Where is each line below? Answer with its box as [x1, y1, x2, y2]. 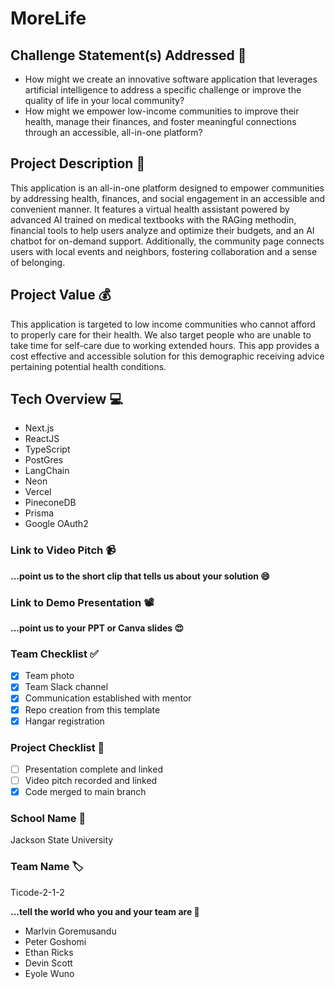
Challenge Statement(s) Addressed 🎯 [10, 47, 247, 64]
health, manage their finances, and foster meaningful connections [24, 116, 297, 127]
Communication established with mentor [24, 692, 192, 704]
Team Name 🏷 [10, 860, 84, 874]
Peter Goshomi [24, 935, 87, 947]
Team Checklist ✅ [10, 647, 99, 661]
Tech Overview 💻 [10, 391, 123, 408]
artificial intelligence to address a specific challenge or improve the [24, 84, 302, 96]
